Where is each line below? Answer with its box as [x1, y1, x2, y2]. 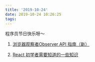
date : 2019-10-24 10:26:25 [5, 12, 61, 17]
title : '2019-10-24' [5, 7, 48, 12]
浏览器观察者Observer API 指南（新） [12, 41, 90, 47]
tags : [5, 16, 16, 21]
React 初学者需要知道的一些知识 [12, 52, 78, 58]
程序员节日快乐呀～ [5, 31, 45, 37]
